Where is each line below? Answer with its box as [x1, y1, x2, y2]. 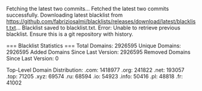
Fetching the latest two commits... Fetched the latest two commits [6, 5, 170, 12]
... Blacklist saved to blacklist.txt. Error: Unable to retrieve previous [16, 24, 180, 31]
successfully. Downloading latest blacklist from [6, 11, 123, 19]
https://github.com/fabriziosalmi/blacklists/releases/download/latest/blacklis [6, 18, 196, 25]
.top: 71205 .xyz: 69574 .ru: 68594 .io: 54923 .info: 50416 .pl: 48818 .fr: [6, 73, 183, 80]
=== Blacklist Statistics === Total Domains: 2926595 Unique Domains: [6, 42, 182, 49]
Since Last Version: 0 [6, 55, 59, 62]
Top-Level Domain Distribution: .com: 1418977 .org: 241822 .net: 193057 [6, 66, 185, 74]
